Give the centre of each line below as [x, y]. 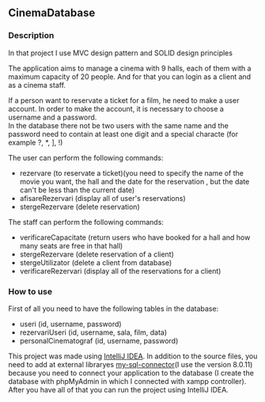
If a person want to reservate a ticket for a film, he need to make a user [124, 100]
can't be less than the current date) [77, 190]
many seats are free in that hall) [71, 245]
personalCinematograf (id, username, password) [99, 340]
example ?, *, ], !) [36, 142]
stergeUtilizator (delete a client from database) [96, 262]
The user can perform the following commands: [86, 157]
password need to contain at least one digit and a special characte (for [123, 134]
